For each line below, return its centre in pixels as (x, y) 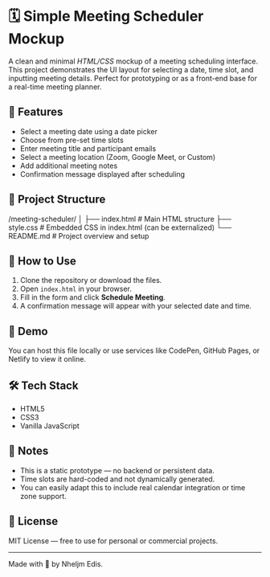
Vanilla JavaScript (50, 426)
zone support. (43, 496)
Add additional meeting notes (69, 166)
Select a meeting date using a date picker (89, 131)
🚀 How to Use (42, 261)
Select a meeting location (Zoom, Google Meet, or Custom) (117, 157)
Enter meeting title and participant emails (88, 148)
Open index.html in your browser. (76, 289)
